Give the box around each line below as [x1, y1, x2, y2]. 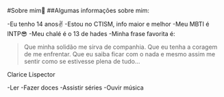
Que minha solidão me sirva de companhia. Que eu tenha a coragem [23, 43, 218, 51]
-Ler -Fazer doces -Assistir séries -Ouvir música [7, 83, 144, 92]
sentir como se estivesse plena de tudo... [23, 58, 140, 65]
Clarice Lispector [7, 71, 55, 78]
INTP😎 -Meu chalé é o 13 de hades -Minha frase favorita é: [7, 30, 176, 37]
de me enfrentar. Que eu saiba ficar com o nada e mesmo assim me [23, 50, 216, 58]
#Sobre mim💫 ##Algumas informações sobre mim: [7, 7, 149, 14]
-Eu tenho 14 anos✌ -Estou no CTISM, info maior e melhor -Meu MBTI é [7, 20, 210, 28]
